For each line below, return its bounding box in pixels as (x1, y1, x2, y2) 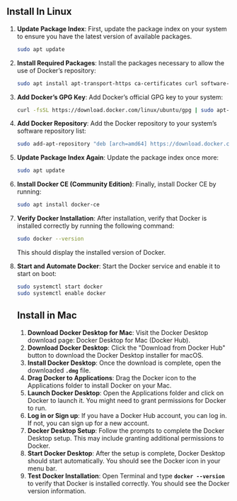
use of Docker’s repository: (16, 66, 96, 75)
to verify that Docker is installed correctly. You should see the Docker (27, 479, 230, 488)
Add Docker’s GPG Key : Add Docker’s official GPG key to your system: (16, 92, 224, 101)
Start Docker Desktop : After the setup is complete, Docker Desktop (27, 448, 226, 457)
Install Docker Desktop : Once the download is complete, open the (27, 358, 221, 367)
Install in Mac (16, 309, 77, 321)
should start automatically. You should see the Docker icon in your (27, 456, 221, 465)
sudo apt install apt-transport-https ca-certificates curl (16, 79, 198, 87)
